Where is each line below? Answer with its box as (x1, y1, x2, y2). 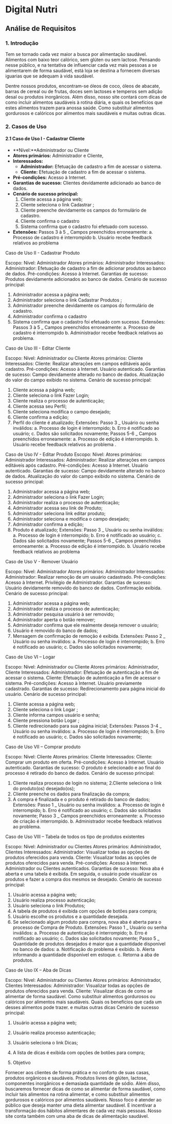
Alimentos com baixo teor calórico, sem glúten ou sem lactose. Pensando (5, 56, 161, 63)
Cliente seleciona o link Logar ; (12, 707, 78, 712)
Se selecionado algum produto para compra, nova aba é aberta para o (12, 919, 162, 925)
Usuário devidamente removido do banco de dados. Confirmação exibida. (5, 585, 162, 591)
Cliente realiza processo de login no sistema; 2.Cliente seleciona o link (12, 780, 162, 786)
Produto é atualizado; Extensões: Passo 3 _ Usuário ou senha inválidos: (12, 527, 164, 532)
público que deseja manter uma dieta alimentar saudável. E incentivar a (5, 1102, 157, 1108)
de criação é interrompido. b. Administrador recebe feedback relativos (12, 818, 162, 824)
